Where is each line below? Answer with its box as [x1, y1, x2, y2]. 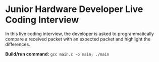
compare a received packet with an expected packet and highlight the [5, 36, 150, 42]
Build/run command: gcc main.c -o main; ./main [5, 51, 110, 57]
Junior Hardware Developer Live [5, 3, 143, 15]
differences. [5, 41, 30, 47]
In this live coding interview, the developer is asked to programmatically [5, 30, 154, 36]
